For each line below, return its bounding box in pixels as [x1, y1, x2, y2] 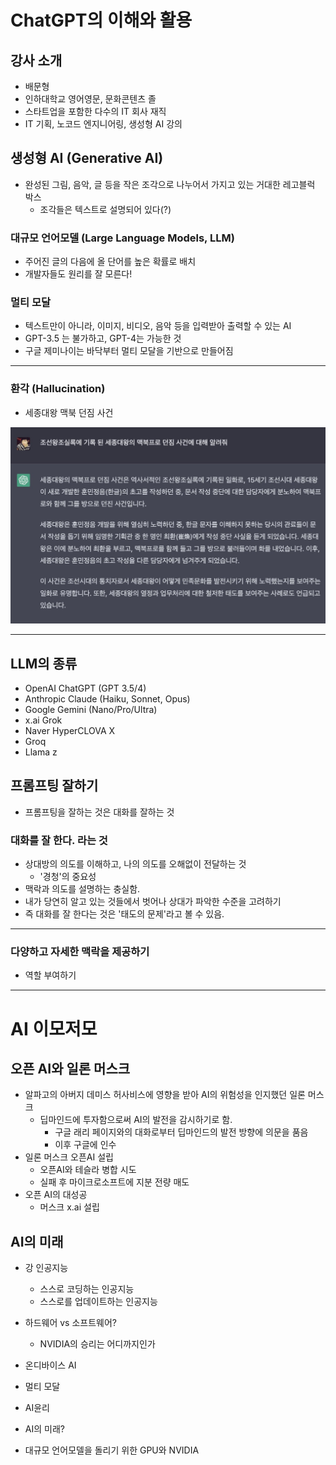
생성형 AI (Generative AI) [10, 150, 164, 167]
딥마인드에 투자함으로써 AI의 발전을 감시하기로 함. [39, 1114, 233, 1126]
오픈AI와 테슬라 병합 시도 [39, 1164, 137, 1176]
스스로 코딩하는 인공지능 [39, 1283, 135, 1295]
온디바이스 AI [24, 1359, 77, 1371]
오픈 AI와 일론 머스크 [10, 1061, 131, 1077]
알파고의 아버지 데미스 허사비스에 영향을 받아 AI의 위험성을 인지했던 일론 [24, 1089, 306, 1101]
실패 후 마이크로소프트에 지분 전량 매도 [39, 1176, 190, 1188]
